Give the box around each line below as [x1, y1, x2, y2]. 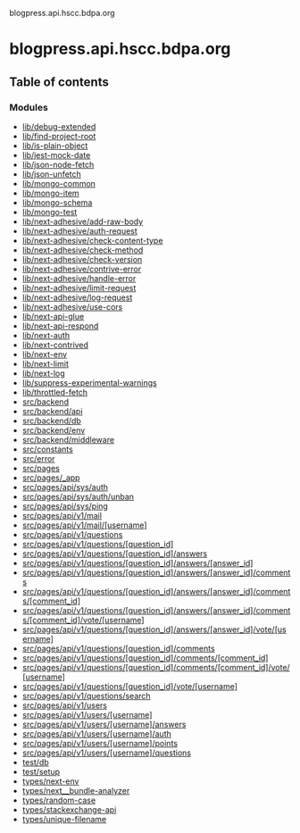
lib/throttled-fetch [21, 387, 87, 397]
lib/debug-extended [21, 121, 96, 132]
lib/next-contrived [21, 339, 89, 350]
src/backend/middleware [21, 434, 114, 445]
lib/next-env [21, 348, 68, 360]
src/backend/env [21, 424, 86, 436]
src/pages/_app [21, 472, 80, 483]
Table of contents [9, 74, 109, 89]
